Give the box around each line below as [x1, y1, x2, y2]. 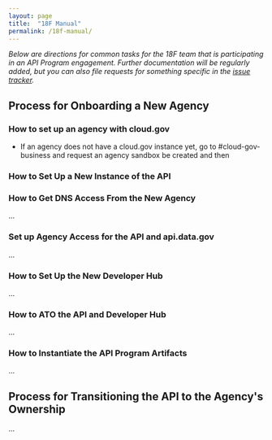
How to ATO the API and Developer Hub [8, 308, 166, 320]
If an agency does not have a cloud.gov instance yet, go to [19, 142, 217, 151]
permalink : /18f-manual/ [8, 27, 93, 35]
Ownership [8, 402, 66, 416]
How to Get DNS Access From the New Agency [8, 192, 196, 203]
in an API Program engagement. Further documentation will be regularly [8, 58, 250, 68]
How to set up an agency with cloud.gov [8, 123, 171, 134]
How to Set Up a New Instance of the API [8, 170, 171, 181]
